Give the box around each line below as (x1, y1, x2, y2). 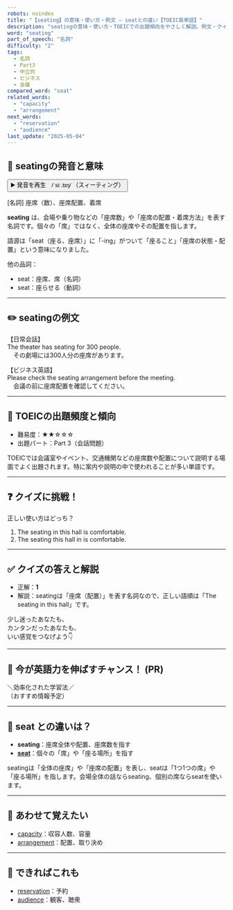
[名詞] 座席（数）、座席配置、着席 (7, 198, 102, 207)
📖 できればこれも (7, 867, 80, 879)
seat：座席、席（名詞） (17, 275, 85, 283)
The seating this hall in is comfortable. (17, 535, 127, 543)
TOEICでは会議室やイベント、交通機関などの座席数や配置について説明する (7, 454, 220, 462)
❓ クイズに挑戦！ (7, 491, 78, 503)
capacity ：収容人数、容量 (17, 830, 92, 838)
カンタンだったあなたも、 (7, 624, 80, 632)
